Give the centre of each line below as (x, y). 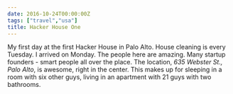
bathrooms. (24, 85)
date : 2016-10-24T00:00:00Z (49, 14)
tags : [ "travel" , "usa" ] (43, 20)
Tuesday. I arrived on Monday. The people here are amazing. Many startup (116, 54)
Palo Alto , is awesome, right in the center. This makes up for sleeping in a (115, 70)
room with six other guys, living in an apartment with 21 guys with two (109, 77)
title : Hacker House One (44, 27)
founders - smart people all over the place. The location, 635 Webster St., (115, 62)
